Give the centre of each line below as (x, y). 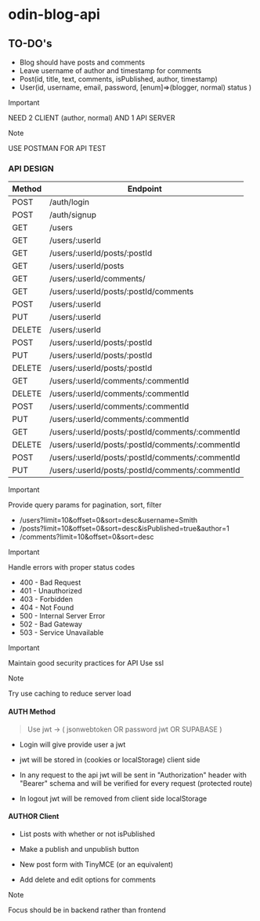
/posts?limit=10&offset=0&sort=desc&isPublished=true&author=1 (124, 529)
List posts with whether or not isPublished (87, 834)
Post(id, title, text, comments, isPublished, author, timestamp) (118, 79)
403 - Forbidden (46, 600)
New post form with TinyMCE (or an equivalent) (96, 864)
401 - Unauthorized (51, 591)
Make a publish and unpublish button (79, 849)
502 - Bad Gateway (51, 624)
